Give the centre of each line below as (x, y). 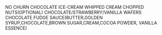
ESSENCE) (16, 28)
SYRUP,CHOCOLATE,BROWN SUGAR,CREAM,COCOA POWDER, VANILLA (81, 23)
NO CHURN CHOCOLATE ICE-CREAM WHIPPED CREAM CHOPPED (75, 7)
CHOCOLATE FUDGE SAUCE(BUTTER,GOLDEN (54, 17)
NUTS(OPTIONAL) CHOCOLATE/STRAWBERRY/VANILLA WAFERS (73, 12)
